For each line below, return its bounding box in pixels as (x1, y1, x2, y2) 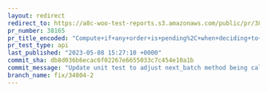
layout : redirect (7, 11, 66, 20)
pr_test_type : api (7, 42, 69, 50)
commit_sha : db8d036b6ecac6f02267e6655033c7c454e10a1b (7, 57, 194, 65)
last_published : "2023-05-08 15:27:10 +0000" (7, 49, 162, 57)
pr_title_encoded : (7, 34, 69, 42)
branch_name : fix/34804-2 (7, 71, 94, 79)
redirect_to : (7, 19, 51, 27)
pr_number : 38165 (7, 26, 66, 34)
